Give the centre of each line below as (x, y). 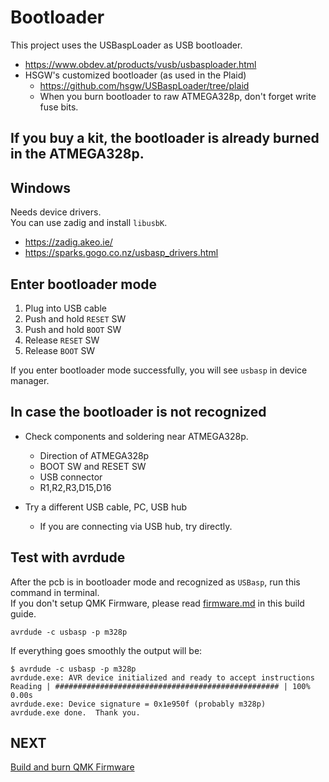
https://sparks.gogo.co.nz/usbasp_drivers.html (121, 253)
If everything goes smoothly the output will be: (106, 650)
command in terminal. (55, 592)
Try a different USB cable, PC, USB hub (106, 507)
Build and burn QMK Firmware (72, 767)
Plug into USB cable (65, 308)
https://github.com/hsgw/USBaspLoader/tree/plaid (144, 85)
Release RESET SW (62, 340)
